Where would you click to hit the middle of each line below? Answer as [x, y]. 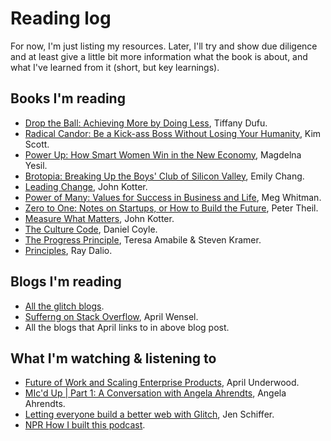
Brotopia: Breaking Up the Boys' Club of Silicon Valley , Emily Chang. [164, 176]
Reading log [61, 18]
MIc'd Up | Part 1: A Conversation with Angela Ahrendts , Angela [155, 393]
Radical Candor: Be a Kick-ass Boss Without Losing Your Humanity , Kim [173, 133]
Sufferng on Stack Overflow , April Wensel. [111, 316]
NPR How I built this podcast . [85, 425]
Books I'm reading [68, 98]
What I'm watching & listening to [113, 358]
